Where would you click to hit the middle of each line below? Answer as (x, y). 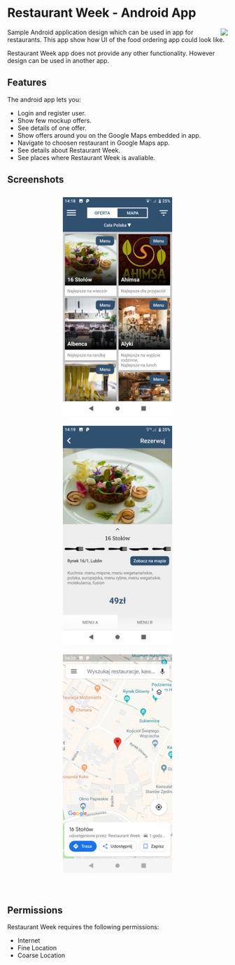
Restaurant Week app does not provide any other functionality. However (111, 53)
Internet (29, 941)
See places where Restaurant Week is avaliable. (86, 157)
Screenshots (36, 180)
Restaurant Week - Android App (102, 13)
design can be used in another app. (58, 60)
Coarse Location (41, 955)
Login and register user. (51, 113)
